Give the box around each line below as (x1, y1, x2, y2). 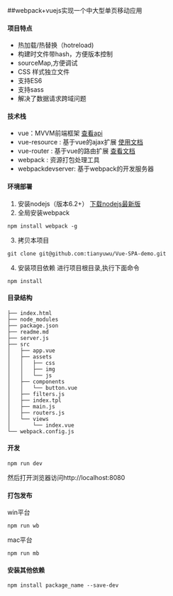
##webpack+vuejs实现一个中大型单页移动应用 (7, 6, 143, 14)
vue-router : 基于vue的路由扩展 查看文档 (17, 147, 136, 155)
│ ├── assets (7, 353, 52, 361)
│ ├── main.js (7, 403, 55, 410)
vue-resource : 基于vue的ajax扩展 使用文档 (17, 138, 143, 147)
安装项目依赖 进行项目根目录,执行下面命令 (17, 263, 140, 272)
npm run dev (7, 460, 43, 467)
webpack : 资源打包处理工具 (17, 156, 100, 164)
